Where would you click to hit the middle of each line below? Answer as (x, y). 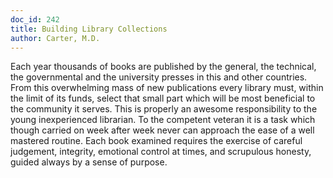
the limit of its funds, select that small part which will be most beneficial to (163, 98)
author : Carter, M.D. (55, 38)
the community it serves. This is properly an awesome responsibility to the (164, 109)
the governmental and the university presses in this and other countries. (159, 77)
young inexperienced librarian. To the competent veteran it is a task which (163, 120)
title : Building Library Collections (89, 29)
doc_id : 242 (35, 19)
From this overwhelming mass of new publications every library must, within (167, 88)
